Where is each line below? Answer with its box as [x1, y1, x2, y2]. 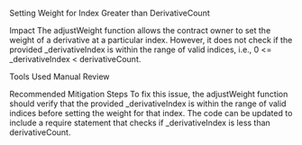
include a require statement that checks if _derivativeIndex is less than [9, 117, 270, 128]
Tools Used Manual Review [9, 71, 110, 82]
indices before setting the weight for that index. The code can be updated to [9, 108, 293, 118]
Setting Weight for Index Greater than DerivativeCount [9, 8, 210, 18]
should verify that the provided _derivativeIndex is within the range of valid [9, 98, 287, 109]
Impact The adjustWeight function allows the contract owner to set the [9, 25, 271, 35]
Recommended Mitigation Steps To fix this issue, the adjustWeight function [9, 89, 288, 99]
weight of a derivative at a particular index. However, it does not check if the [9, 35, 293, 45]
